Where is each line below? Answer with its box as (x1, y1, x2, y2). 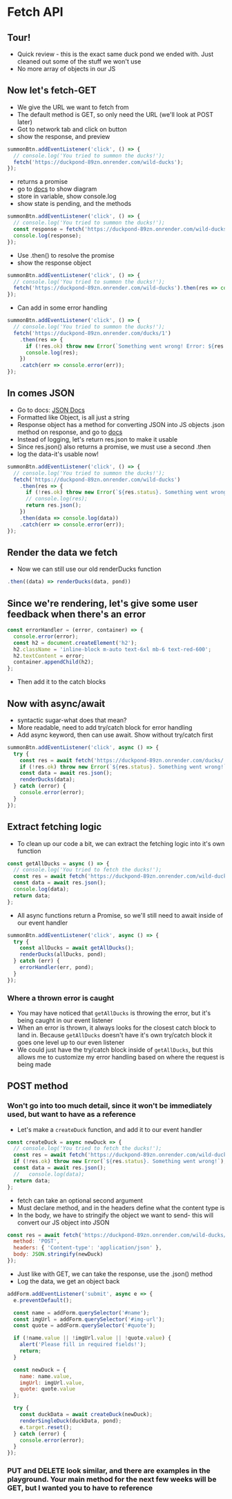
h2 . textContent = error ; (13, 652, 85, 659)
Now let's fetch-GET (7, 84, 97, 97)
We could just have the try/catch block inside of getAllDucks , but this (17, 1045, 213, 1054)
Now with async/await (7, 697, 106, 709)
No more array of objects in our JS (17, 65, 116, 73)
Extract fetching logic (7, 821, 102, 833)
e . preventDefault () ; (13, 1297, 72, 1303)
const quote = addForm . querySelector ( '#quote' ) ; (13, 1322, 156, 1329)
